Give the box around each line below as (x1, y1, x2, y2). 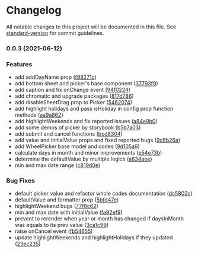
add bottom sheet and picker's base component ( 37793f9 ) (14, 80, 158, 87)
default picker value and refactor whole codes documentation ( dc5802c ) (14, 190, 193, 197)
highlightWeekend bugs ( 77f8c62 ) (14, 203, 99, 210)
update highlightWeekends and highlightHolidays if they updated (14, 234, 173, 241)
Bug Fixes (6, 177, 36, 185)
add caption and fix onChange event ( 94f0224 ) (14, 87, 130, 94)
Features (6, 60, 33, 68)
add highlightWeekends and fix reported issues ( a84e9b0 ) (14, 118, 158, 125)
